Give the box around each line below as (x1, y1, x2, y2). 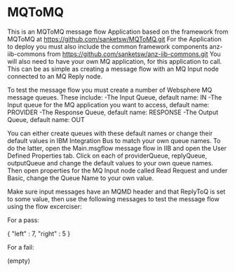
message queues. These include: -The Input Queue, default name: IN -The (7, 93, 222, 102)
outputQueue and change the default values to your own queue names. (7, 158, 214, 167)
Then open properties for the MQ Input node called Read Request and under (7, 166, 228, 175)
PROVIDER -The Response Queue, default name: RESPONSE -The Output (7, 108, 219, 116)
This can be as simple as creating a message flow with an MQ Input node (7, 64, 219, 73)
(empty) (7, 257, 30, 265)
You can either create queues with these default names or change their (7, 129, 213, 137)
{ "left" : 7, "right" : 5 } (7, 229, 71, 238)
